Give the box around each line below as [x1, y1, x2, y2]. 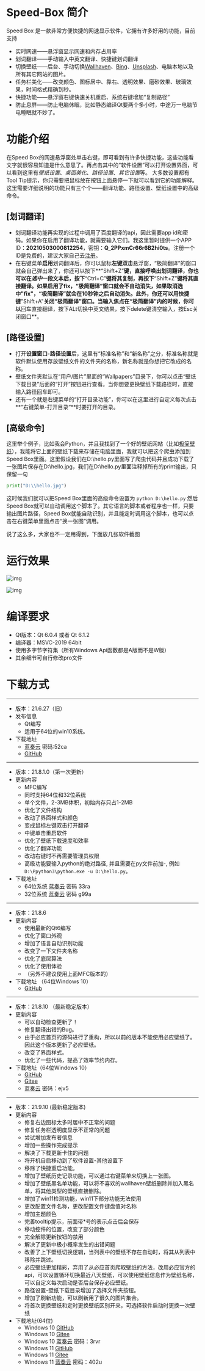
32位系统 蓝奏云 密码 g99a [24, 890, 92, 898]
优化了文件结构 [24, 807, 62, 813]
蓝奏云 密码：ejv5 [24, 1085, 69, 1092]
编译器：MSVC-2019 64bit [15, 639, 82, 646]
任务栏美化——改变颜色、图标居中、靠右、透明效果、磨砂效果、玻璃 [15, 78, 187, 85]
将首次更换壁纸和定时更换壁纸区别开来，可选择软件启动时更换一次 [24, 1302, 190, 1309]
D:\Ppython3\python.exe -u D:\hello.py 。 [24, 868, 131, 875]
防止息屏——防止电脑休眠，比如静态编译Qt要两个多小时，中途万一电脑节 [15, 101, 198, 108]
